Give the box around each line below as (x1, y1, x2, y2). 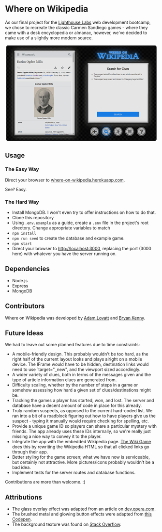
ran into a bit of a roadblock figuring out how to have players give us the (12, 413, 156, 419)
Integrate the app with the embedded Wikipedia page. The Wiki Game (12, 439, 151, 445)
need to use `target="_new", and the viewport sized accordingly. (12, 367, 141, 372)
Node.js (12, 277, 28, 283)
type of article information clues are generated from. (12, 377, 117, 383)
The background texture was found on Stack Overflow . (12, 521, 122, 527)
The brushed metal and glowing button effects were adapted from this (12, 511, 152, 517)
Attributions (5, 493, 43, 501)
